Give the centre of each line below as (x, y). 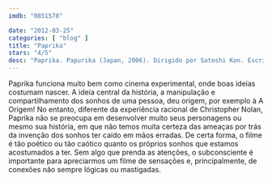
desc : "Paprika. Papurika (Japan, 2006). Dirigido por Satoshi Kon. (126, 61)
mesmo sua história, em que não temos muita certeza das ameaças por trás (135, 127)
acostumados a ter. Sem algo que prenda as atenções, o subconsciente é (131, 152)
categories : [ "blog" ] (49, 38)
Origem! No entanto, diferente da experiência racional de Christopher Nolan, (136, 109)
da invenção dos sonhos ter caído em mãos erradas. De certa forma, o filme (136, 135)
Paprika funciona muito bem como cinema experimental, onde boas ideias (132, 83)
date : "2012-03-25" (41, 30)
